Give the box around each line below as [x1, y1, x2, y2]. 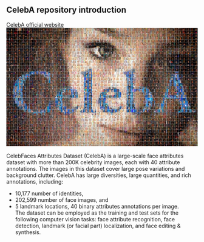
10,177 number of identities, [15, 190, 84, 197]
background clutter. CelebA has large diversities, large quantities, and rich [6, 171, 191, 179]
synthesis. [15, 229, 41, 236]
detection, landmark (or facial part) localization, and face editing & [15, 222, 181, 230]
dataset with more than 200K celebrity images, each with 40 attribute [6, 159, 180, 166]
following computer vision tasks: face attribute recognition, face [15, 216, 175, 223]
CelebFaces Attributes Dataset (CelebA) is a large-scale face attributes [6, 152, 184, 160]
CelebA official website [6, 21, 64, 28]
